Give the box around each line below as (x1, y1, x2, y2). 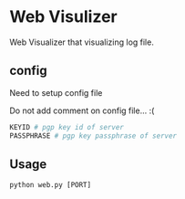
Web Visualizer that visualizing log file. (9, 37, 155, 47)
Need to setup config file (9, 87, 103, 98)
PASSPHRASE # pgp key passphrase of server (9, 131, 178, 141)
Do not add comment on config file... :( (9, 105, 155, 116)
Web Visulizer (9, 6, 118, 27)
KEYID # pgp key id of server (9, 122, 125, 131)
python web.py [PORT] (9, 181, 92, 190)
